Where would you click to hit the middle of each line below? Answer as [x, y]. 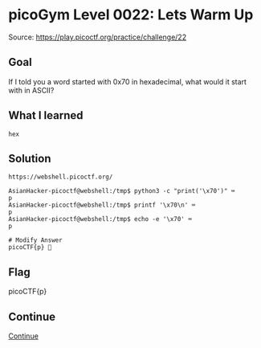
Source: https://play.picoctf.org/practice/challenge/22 [98, 37]
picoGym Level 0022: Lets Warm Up [131, 15]
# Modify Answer [35, 240]
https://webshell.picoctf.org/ [61, 177]
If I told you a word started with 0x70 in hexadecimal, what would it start [128, 81]
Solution [30, 158]
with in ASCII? [31, 90]
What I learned [46, 115]
